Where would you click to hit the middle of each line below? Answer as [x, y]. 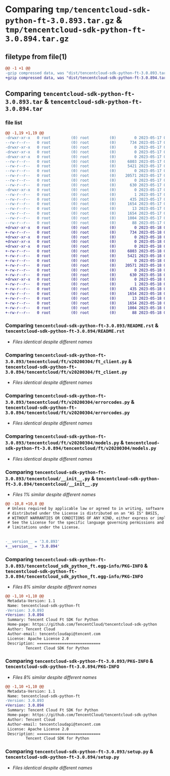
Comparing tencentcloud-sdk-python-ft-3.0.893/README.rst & [82, 326]
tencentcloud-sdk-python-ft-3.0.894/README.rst [65, 331]
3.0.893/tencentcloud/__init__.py [48, 479]
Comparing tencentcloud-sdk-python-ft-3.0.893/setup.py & [79, 752]
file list [14, 122]
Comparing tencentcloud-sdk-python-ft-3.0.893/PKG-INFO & [79, 661]
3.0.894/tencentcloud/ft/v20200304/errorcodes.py [68, 413]
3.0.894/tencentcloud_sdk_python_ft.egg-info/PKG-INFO [74, 576]
